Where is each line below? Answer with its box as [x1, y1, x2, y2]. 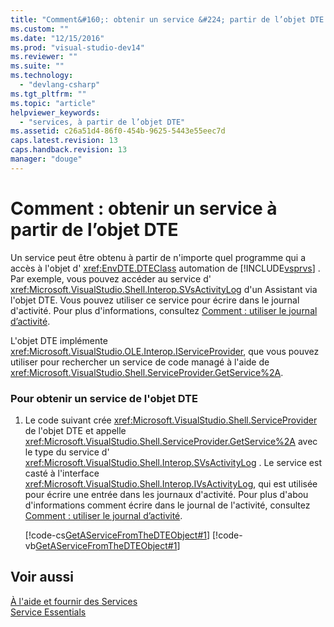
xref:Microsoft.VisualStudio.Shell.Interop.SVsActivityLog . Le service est [24, 456, 322, 468]
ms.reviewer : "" [10, 52, 78, 62]
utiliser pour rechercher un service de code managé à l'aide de [10, 356, 270, 368]
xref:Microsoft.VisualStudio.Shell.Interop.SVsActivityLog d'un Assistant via [10, 283, 318, 295]
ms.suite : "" [10, 61, 65, 71]
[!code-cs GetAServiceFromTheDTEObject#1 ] [24, 529, 211, 541]
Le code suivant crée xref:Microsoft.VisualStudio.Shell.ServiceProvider [24, 414, 318, 426]
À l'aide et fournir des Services [10, 595, 138, 607]
